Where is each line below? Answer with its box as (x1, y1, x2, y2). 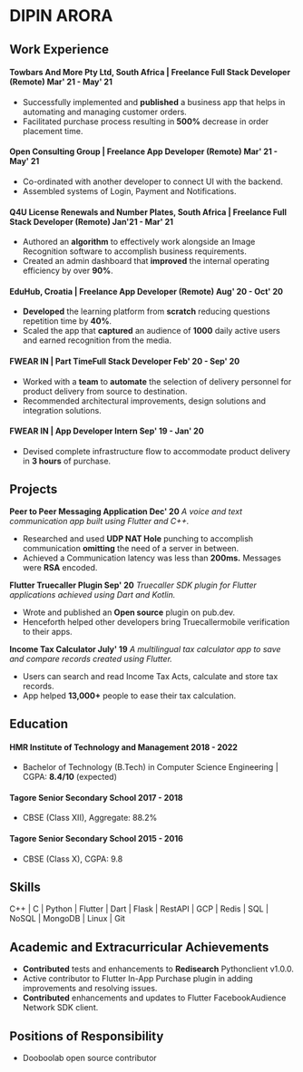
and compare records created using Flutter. (9, 653, 172, 664)
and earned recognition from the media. (22, 335, 172, 346)
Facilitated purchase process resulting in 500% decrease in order (22, 115, 269, 127)
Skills (9, 880, 41, 894)
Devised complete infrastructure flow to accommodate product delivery (22, 445, 290, 456)
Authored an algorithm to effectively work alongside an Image (22, 237, 256, 248)
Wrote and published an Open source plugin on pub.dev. (22, 607, 236, 618)
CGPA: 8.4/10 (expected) (22, 772, 118, 783)
